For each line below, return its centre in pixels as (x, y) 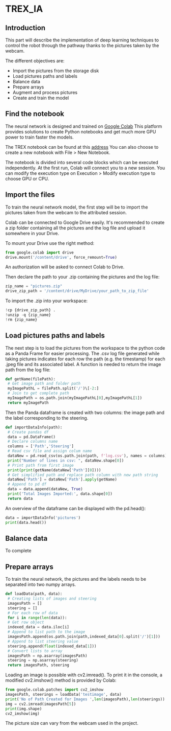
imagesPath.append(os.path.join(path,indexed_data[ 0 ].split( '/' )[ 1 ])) (84, 637)
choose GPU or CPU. (27, 178)
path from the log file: (28, 370)
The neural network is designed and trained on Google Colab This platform (84, 126)
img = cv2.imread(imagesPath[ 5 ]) (41, 704)
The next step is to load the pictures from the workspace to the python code (85, 348)
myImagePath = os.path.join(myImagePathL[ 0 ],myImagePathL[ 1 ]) (75, 398)
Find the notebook (35, 114)
